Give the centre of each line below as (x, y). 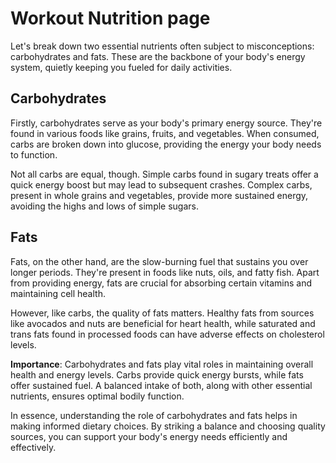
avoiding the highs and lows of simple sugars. (104, 206)
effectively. (33, 447)
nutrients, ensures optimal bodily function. (97, 396)
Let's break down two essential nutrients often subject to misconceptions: (162, 46)
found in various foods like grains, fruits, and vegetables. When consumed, (165, 133)
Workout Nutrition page (110, 18)
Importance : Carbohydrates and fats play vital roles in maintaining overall (162, 364)
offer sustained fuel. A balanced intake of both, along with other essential (161, 385)
